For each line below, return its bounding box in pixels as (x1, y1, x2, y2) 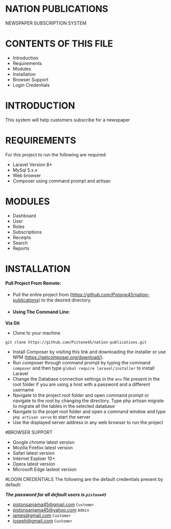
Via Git (5, 320, 20, 326)
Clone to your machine (12, 330, 61, 336)
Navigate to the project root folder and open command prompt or (12, 392, 149, 399)
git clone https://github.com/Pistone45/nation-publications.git (5, 340, 147, 345)
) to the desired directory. (38, 297, 92, 303)
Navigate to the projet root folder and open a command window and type (12, 408, 166, 415)
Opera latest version (12, 461, 55, 467)
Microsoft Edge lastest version (12, 466, 77, 473)
